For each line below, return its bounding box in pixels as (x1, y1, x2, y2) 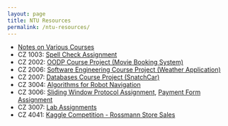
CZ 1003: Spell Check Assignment (17, 50, 118, 59)
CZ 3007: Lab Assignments (17, 103, 97, 112)
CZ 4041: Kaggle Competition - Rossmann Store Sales (17, 110, 176, 119)
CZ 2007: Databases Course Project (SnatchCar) (17, 73, 160, 81)
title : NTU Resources (7, 17, 72, 24)
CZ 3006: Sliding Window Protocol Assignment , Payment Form (17, 88, 201, 96)
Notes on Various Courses (17, 43, 94, 52)
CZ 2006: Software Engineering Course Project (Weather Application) (17, 65, 221, 74)
